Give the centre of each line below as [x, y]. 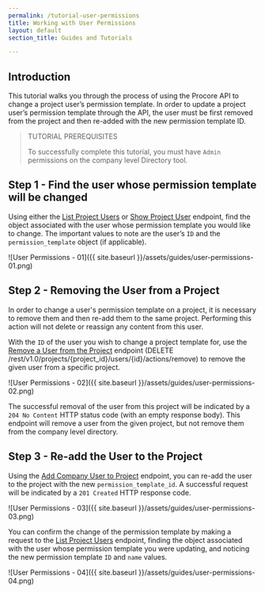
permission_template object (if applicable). [78, 242]
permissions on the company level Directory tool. [108, 160]
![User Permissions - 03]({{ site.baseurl [72, 507]
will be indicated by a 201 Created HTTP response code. [100, 492]
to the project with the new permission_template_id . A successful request [128, 484]
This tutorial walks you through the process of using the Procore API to [124, 96]
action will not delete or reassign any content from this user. [106, 327]
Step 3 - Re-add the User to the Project [106, 457]
